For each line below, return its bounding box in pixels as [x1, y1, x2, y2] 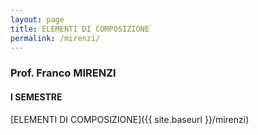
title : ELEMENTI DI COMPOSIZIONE [10, 24, 150, 34]
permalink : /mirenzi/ [10, 33, 101, 43]
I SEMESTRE [10, 91, 63, 103]
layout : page [10, 14, 65, 25]
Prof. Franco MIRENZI [10, 66, 117, 80]
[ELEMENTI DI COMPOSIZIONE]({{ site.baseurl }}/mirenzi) [10, 113, 250, 125]
